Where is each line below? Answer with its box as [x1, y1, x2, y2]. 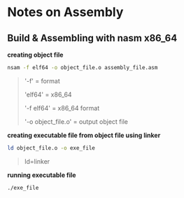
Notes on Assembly [7, 4, 124, 20]
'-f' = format [24, 76, 61, 85]
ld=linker [24, 157, 50, 165]
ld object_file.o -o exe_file [7, 144, 96, 151]
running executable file [7, 171, 76, 179]
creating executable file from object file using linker [7, 131, 161, 139]
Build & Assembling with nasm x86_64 [7, 32, 178, 44]
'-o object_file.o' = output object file [24, 117, 128, 126]
